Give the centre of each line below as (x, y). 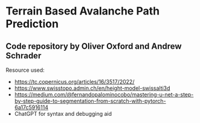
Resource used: (25, 70)
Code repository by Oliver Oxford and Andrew (94, 46)
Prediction (32, 24)
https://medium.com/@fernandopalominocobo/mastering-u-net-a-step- (104, 94)
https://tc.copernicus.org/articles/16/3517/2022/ (74, 82)
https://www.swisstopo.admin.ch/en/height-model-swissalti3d (92, 88)
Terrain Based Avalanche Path (83, 11)
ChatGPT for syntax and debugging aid (63, 114)
